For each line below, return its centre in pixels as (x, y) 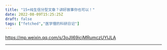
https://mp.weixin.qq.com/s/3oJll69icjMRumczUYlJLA (61, 38)
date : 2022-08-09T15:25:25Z (34, 14)
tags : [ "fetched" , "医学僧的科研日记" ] (42, 24)
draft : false (19, 19)
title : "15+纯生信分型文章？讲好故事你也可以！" (50, 10)
